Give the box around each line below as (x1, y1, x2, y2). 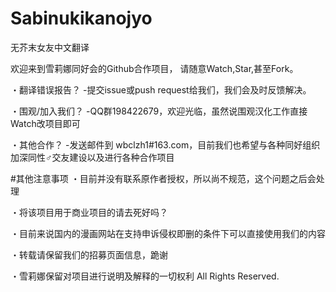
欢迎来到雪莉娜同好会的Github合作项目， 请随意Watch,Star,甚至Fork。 (10, 62, 299, 74)
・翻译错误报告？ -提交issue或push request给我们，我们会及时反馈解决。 (10, 83, 312, 96)
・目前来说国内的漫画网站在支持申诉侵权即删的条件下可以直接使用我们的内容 (10, 227, 326, 239)
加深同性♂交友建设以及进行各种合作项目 (10, 151, 175, 163)
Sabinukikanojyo (10, 7, 153, 30)
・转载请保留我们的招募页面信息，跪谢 (10, 248, 168, 261)
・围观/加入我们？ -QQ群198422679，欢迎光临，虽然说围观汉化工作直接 (10, 105, 308, 117)
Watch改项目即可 (10, 117, 81, 129)
